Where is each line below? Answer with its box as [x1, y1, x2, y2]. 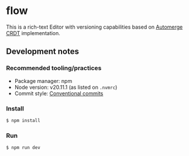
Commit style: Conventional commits [14, 89, 104, 97]
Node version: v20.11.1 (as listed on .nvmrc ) [14, 84, 118, 91]
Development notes [6, 47, 79, 57]
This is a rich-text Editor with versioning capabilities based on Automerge [6, 23, 183, 30]
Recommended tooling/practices [6, 64, 102, 72]
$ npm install [6, 117, 41, 123]
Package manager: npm [14, 77, 73, 84]
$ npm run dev [6, 145, 41, 151]
